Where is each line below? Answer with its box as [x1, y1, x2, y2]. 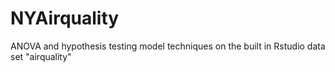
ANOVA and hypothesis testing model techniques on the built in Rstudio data [10, 40, 326, 52]
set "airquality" [10, 50, 72, 62]
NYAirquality [10, 7, 120, 30]
